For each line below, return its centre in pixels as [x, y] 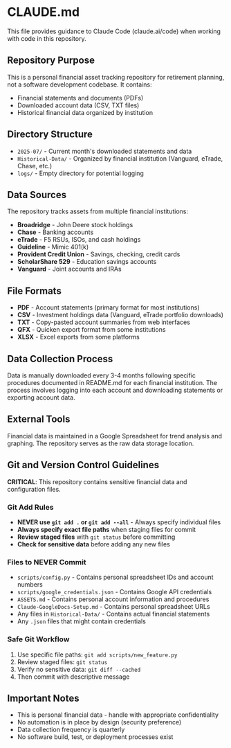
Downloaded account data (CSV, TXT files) [78, 105]
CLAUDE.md [44, 12]
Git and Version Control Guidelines [83, 465]
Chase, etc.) [35, 166]
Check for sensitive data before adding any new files [94, 544]
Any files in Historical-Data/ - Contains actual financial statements [113, 614]
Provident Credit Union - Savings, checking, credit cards [99, 254]
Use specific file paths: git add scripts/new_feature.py [97, 654]
